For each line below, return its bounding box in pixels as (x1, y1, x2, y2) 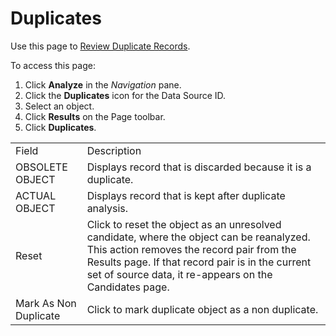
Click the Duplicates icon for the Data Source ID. (24, 89, 227, 101)
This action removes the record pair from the (86, 242, 297, 256)
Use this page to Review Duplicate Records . (10, 40, 191, 52)
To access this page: (10, 59, 96, 71)
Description (86, 143, 142, 157)
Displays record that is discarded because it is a (86, 160, 312, 174)
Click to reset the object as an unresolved (86, 217, 282, 231)
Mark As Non (15, 296, 77, 310)
